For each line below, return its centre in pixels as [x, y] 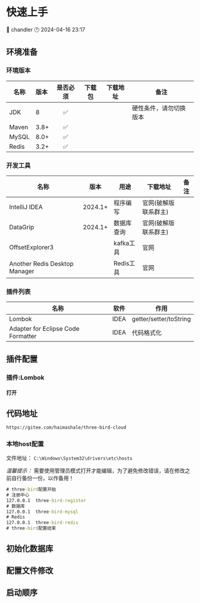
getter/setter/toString [161, 319]
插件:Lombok [25, 377]
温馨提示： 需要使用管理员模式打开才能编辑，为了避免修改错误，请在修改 [96, 471]
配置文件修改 [30, 570]
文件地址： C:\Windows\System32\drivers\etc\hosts [69, 458]
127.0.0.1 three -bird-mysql [42, 512]
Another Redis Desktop [41, 263]
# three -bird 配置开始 [31, 490]
